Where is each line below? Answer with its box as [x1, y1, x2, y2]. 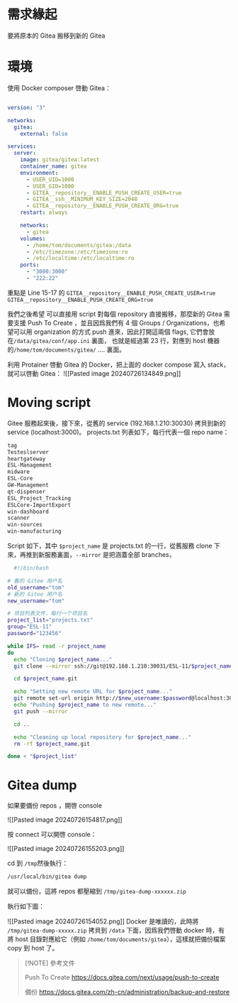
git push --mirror [13, 707, 69, 715]
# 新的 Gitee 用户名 [7, 590, 62, 597]
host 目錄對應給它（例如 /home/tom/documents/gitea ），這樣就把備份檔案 [15, 935, 226, 943]
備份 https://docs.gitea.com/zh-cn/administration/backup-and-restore [24, 988, 230, 997]
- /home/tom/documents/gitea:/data [25, 242, 132, 249]
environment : [20, 169, 59, 176]
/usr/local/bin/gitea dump [7, 873, 87, 881]
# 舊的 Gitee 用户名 [7, 577, 62, 585]
